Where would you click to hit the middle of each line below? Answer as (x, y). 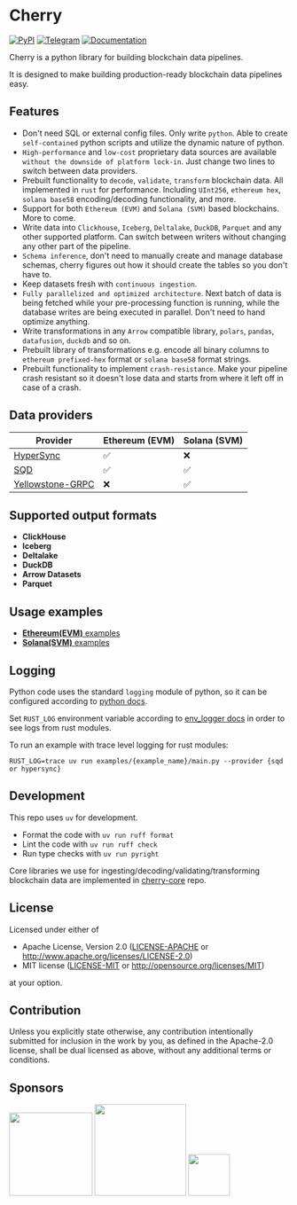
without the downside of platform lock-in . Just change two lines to (148, 161)
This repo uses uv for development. (74, 818)
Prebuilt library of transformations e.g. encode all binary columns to (145, 349)
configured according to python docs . (78, 701)
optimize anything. (56, 321)
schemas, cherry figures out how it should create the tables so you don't (155, 265)
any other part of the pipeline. (76, 246)
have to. (37, 274)
